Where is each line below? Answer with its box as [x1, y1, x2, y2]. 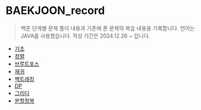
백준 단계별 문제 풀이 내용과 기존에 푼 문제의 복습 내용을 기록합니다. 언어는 [20, 24, 195, 32]
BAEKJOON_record [5, 4, 105, 18]
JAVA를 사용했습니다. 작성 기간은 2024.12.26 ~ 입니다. [20, 32, 151, 40]
